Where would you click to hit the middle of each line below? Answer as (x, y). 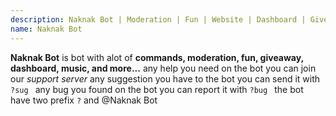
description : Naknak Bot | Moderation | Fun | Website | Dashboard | (158, 19)
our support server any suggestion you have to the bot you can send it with (165, 78)
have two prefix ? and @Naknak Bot (84, 100)
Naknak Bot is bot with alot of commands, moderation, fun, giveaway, (157, 57)
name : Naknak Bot (46, 29)
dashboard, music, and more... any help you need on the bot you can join (163, 68)
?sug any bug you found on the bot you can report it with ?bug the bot (157, 89)
